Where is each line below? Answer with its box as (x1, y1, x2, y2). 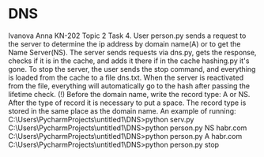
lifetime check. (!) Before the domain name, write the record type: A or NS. (8, 89, 251, 99)
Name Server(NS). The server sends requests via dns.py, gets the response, (8, 47, 257, 57)
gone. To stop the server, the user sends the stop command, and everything (8, 64, 256, 73)
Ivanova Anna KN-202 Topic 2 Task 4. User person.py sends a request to (8, 31, 247, 40)
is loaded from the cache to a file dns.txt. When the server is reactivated (8, 73, 243, 82)
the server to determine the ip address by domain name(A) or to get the (8, 39, 241, 48)
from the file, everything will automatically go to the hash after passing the (8, 80, 251, 91)
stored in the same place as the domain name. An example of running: (8, 106, 236, 115)
